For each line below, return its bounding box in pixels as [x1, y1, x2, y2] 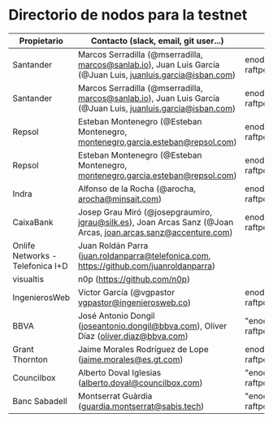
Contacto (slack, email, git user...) [90, 35, 225, 46]
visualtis [12, 273, 45, 285]
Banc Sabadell [12, 395, 67, 407]
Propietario [19, 35, 63, 46]
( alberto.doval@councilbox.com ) [77, 376, 203, 388]
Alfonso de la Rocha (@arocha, [77, 183, 197, 194]
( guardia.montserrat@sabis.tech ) [77, 400, 205, 411]
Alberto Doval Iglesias [77, 367, 162, 378]
